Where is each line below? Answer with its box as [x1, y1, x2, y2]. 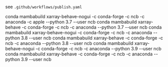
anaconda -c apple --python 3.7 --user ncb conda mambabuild [5, 19, 137, 25]
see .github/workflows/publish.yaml [5, 4, 82, 10]
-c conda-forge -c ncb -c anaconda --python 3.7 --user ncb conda [22, 24, 162, 30]
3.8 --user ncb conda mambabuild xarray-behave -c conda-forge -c [21, 35, 163, 41]
